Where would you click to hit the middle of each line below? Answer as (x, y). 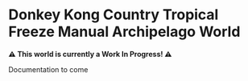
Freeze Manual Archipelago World (124, 32)
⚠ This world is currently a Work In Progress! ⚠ (90, 54)
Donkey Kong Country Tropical (114, 15)
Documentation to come (48, 69)
